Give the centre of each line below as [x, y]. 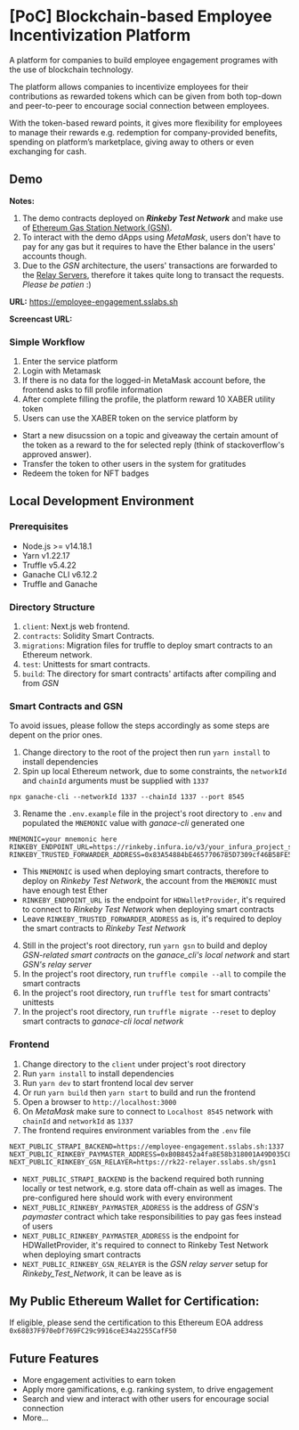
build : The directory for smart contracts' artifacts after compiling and [149, 674]
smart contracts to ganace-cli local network [103, 1021]
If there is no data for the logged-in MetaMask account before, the [144, 380]
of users [37, 1226]
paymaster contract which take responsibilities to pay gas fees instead [152, 1216]
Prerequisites [39, 527]
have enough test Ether [65, 891]
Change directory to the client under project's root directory [134, 1064]
